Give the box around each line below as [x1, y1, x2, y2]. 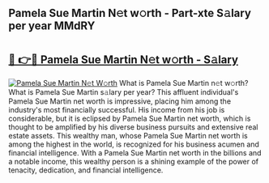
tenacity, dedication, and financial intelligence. [8, 165, 164, 175]
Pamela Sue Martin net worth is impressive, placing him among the [8, 96, 232, 106]
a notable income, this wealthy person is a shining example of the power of [8, 157, 259, 166]
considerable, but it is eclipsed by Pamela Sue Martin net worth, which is [8, 113, 251, 123]
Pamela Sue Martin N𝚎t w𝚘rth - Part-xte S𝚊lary [8, 6, 251, 20]
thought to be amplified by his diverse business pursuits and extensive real [8, 122, 258, 132]
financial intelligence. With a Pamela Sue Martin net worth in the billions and [8, 148, 262, 157]
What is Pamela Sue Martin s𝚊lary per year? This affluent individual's [8, 87, 239, 96]
